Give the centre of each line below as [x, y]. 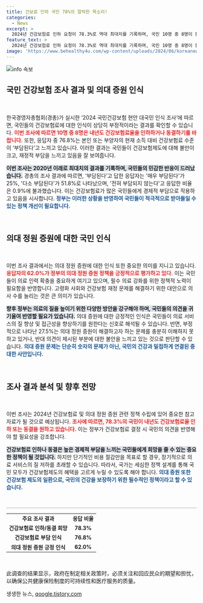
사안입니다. [31, 354]
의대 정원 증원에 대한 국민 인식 [59, 238]
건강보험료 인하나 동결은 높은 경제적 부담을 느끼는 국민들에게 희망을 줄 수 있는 [96, 450]
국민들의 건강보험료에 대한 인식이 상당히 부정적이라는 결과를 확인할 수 [95, 125]
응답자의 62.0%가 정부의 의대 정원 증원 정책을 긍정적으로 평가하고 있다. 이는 [95, 273]
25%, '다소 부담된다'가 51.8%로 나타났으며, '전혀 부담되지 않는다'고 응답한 [94, 183]
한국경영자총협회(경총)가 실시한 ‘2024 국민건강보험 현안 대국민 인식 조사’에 [95, 117]
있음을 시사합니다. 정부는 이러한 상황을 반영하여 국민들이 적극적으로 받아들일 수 [104, 198]
